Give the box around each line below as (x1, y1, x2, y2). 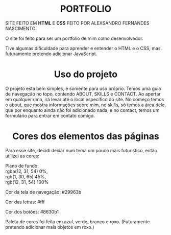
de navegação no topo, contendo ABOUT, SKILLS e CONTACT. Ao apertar (5, 90, 161, 97)
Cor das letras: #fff (5, 199, 45, 205)
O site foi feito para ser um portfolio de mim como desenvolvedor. (5, 35, 143, 41)
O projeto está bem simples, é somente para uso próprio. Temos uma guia (5, 85, 161, 91)
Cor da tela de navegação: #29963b (5, 189, 82, 195)
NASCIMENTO (5, 25, 36, 31)
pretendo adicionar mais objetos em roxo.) (5, 224, 94, 230)
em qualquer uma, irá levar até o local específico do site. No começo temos (5, 96, 164, 102)
